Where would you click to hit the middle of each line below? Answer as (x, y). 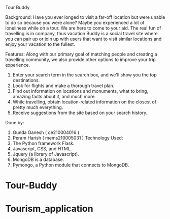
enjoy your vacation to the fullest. (40, 44)
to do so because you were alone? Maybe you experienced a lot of (75, 23)
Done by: (15, 122)
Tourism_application (49, 209)
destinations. (26, 80)
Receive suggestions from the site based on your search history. (80, 113)
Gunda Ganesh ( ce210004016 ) (46, 132)
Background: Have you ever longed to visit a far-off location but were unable (85, 17)
